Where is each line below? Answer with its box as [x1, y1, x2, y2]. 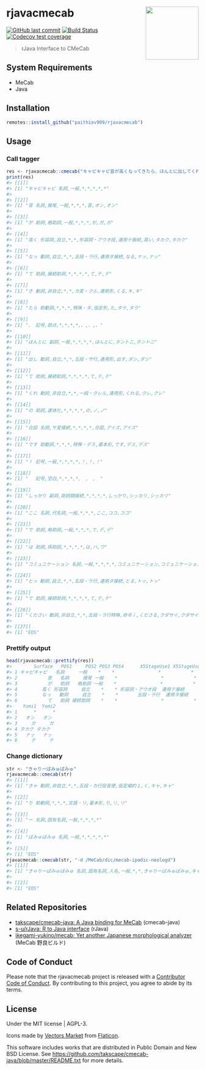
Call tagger [6, 154, 40, 163]
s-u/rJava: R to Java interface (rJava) [15, 925, 109, 932]
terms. [6, 986, 23, 993]
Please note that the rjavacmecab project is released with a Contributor [6, 973, 185, 981]
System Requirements [6, 62, 93, 73]
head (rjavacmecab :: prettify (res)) [6, 658, 95, 664]
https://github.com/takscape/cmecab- [52, 1050, 149, 1058]
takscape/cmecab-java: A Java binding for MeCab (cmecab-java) [15, 918, 181, 926]
